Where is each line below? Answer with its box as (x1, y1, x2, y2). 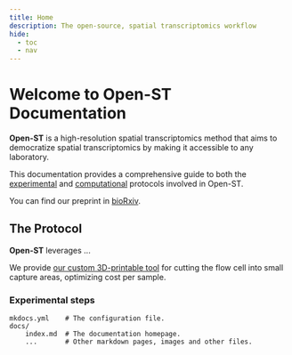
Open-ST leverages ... (9, 245, 91, 255)
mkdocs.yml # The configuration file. (9, 314, 166, 323)
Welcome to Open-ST (9, 85, 172, 105)
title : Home (9, 12, 53, 22)
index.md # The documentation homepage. (25, 330, 181, 339)
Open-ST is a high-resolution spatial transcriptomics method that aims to (9, 133, 278, 143)
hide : (9, 29, 29, 38)
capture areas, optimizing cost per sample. (9, 271, 166, 282)
